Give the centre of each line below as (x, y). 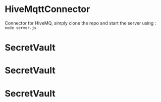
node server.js (21, 28)
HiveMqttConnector (47, 9)
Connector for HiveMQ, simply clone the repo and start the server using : (80, 23)
